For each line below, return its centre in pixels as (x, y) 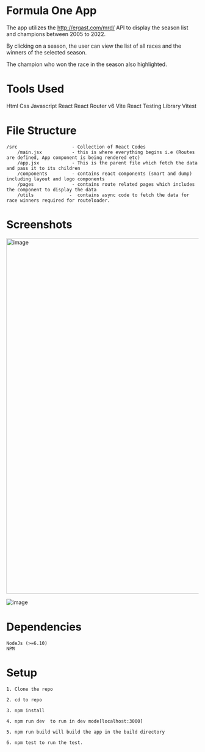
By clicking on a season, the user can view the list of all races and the (94, 46)
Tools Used (35, 89)
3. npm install (26, 710)
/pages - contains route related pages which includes (106, 184)
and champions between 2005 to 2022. (56, 34)
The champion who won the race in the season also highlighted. (87, 64)
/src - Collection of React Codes (76, 147)
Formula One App (52, 11)
